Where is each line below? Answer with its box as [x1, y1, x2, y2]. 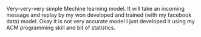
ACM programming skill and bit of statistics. [6, 24, 115, 31]
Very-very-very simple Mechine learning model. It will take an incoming [6, 5, 185, 12]
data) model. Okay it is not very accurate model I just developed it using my [6, 18, 196, 24]
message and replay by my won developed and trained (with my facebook [6, 11, 192, 18]
